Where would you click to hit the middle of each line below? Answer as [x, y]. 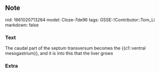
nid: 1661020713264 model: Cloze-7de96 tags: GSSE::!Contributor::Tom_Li [80, 19]
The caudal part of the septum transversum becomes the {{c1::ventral [75, 48]
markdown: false [22, 25]
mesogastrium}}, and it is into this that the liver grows [59, 54]
